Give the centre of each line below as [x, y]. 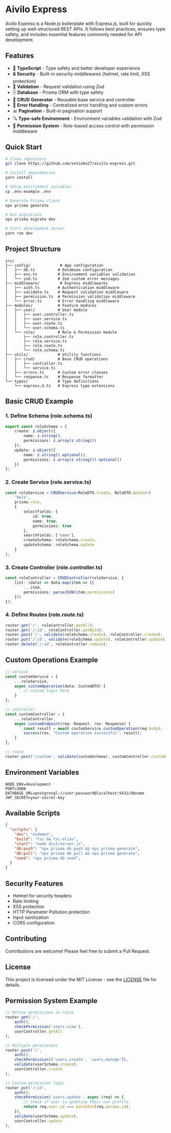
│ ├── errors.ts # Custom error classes [57, 372]
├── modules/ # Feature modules [51, 305]
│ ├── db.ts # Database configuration [59, 270]
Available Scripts [33, 813]
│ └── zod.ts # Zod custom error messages [62, 279]
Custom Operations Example [52, 660]
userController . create [38, 1069]
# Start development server [35, 229]
